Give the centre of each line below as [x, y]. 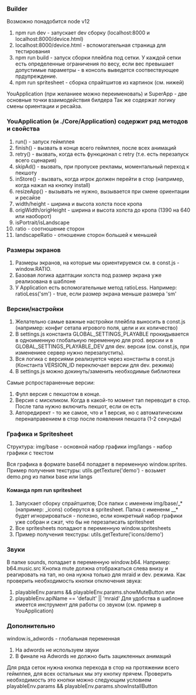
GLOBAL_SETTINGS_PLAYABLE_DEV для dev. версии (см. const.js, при [102, 346]
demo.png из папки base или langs [50, 477]
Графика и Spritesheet [40, 434]
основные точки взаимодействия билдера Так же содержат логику [91, 100]
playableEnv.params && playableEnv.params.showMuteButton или [95, 592]
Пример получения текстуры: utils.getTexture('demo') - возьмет [86, 470]
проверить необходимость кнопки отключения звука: [74, 580]
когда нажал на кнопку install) [53, 185]
